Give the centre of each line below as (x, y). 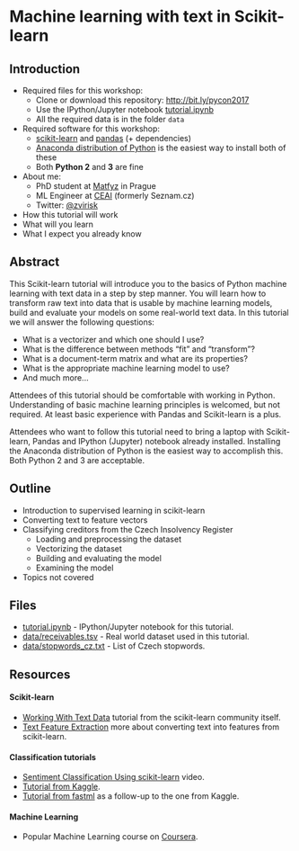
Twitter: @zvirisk (67, 205)
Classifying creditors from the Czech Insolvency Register (128, 529)
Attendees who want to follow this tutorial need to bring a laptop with (137, 431)
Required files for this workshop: (83, 90)
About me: (41, 176)
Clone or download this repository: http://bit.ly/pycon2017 (142, 100)
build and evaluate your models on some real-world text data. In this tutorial (149, 312)
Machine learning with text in (120, 17)
